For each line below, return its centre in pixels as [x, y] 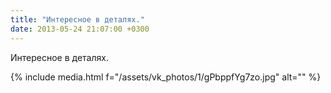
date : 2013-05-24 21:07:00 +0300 [80, 29]
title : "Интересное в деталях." [77, 19]
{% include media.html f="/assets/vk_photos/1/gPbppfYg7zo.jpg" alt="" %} [166, 77]
